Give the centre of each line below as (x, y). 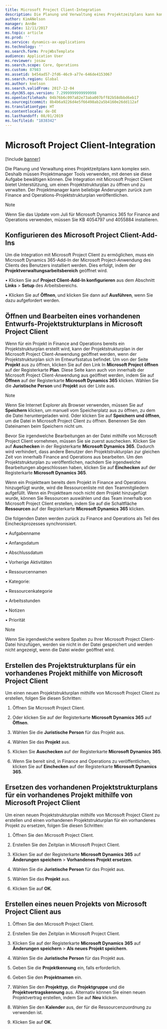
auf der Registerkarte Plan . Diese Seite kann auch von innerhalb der (75, 370)
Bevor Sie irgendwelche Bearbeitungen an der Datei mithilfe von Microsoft (81, 436)
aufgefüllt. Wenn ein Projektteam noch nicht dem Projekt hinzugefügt (76, 493)
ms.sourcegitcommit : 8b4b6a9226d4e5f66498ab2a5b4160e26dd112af (72, 102)
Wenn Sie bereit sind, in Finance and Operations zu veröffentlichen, (81, 761)
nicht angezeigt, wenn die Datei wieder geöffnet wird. (60, 650)
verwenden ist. (28, 1012)
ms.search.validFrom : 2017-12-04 (40, 88)
